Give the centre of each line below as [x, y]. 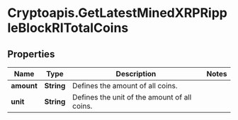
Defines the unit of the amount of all [132, 97]
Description [136, 74]
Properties [31, 54]
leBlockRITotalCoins [68, 28]
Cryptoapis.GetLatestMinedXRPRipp [118, 13]
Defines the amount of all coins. [125, 86]
